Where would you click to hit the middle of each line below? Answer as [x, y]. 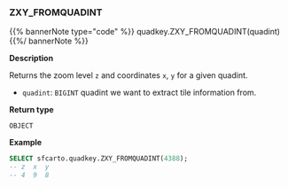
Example [26, 143]
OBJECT [21, 126]
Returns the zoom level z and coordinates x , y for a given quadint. [128, 75]
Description [31, 58]
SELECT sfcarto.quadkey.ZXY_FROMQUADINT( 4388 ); [99, 159]
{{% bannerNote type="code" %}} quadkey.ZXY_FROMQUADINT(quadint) [145, 32]
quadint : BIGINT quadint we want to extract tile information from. [139, 93]
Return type [32, 110]
